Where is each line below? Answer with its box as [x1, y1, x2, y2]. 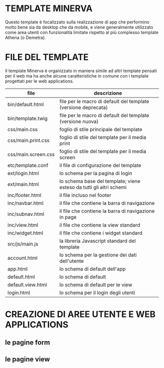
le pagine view [5, 355, 50, 363]
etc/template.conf [7, 162, 49, 169]
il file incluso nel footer [59, 192, 111, 198]
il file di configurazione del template [59, 162, 142, 169]
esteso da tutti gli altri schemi [59, 184, 127, 191]
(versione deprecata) [59, 104, 108, 111]
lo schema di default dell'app [59, 265, 126, 272]
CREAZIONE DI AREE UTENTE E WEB [5, 309, 156, 320]
